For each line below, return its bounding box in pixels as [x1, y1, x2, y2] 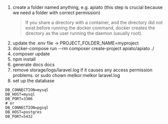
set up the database [12, 78, 55, 84]
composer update [12, 51, 50, 57]
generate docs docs [12, 62, 55, 67]
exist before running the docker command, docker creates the [25, 25, 155, 31]
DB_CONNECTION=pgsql [5, 105, 49, 110]
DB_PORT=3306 [5, 96, 33, 101]
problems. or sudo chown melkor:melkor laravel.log [12, 72, 120, 78]
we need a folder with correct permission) [12, 10, 100, 16]
